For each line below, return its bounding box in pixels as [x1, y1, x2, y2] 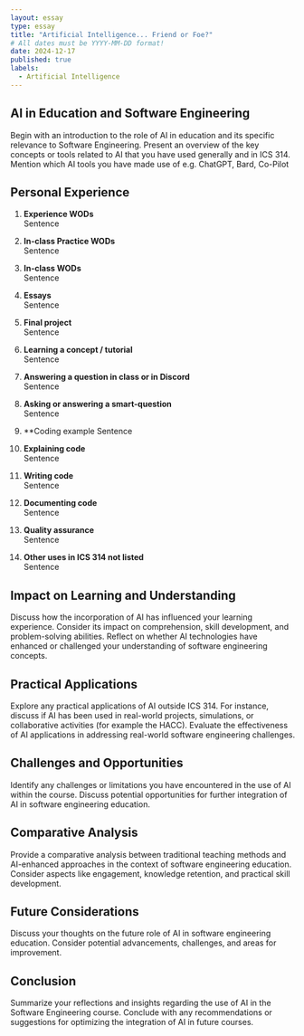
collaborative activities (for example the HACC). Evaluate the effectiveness [10, 720, 289, 730]
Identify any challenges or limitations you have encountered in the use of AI [10, 779, 292, 790]
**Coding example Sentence [23, 426, 133, 437]
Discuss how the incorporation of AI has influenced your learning [10, 612, 252, 623]
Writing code [23, 470, 74, 481]
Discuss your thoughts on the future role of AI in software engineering [10, 928, 271, 939]
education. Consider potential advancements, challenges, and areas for [10, 937, 277, 948]
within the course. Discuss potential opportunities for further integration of [10, 789, 288, 800]
